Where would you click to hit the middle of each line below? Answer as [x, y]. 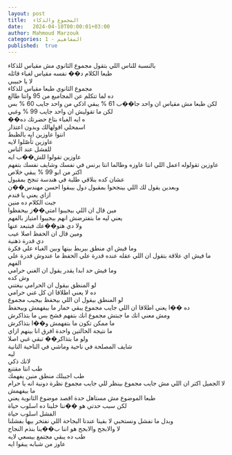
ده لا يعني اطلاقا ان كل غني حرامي [52, 292]
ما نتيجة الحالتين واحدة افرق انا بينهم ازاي [60, 331]
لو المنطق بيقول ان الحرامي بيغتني [52, 285]
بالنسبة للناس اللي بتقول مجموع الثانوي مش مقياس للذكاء [82, 65]
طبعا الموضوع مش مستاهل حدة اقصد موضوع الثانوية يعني [82, 398]
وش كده [19, 277]
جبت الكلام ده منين [32, 202]
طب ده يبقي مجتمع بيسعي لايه [47, 436]
